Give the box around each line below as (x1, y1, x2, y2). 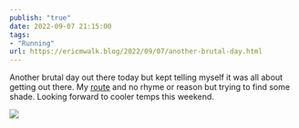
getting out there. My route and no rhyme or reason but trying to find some (9, 82, 290, 93)
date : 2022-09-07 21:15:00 (9, 22, 112, 31)
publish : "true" (9, 13, 71, 23)
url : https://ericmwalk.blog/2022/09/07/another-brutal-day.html (9, 47, 263, 56)
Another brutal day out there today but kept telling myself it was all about (9, 72, 284, 83)
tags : (9, 30, 30, 39)
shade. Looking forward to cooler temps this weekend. (9, 92, 214, 103)
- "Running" (9, 38, 55, 48)
